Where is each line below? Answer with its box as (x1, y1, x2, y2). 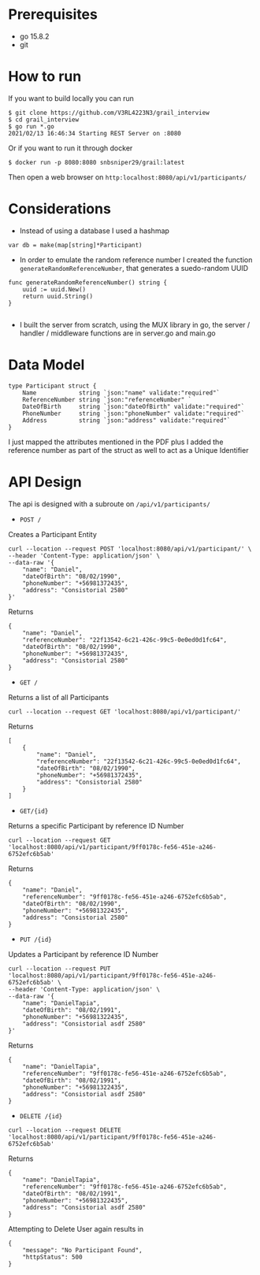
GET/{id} (19, 807, 49, 815)
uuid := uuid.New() (22, 285, 87, 293)
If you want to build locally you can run (8, 93, 134, 103)
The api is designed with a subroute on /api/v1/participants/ (8, 499, 210, 509)
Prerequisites (8, 6, 98, 24)
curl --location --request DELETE (8, 1126, 122, 1134)
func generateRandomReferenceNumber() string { (8, 278, 168, 287)
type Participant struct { (8, 382, 97, 390)
